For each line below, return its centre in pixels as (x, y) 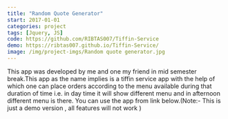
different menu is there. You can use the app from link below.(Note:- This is (114, 100)
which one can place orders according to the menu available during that (110, 86)
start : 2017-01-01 (34, 20)
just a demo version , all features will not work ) (74, 108)
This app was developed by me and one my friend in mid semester (102, 71)
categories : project (37, 26)
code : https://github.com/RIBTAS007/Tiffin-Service (83, 39)
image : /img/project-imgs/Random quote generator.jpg (86, 52)
